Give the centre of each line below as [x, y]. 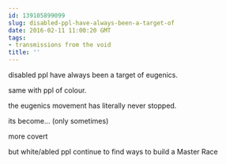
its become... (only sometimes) [58, 121]
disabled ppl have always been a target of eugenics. [93, 75]
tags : [17, 38]
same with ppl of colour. [47, 90]
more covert [28, 136]
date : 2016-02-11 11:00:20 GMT [60, 30]
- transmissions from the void [60, 45]
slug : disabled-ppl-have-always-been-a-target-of [92, 23]
